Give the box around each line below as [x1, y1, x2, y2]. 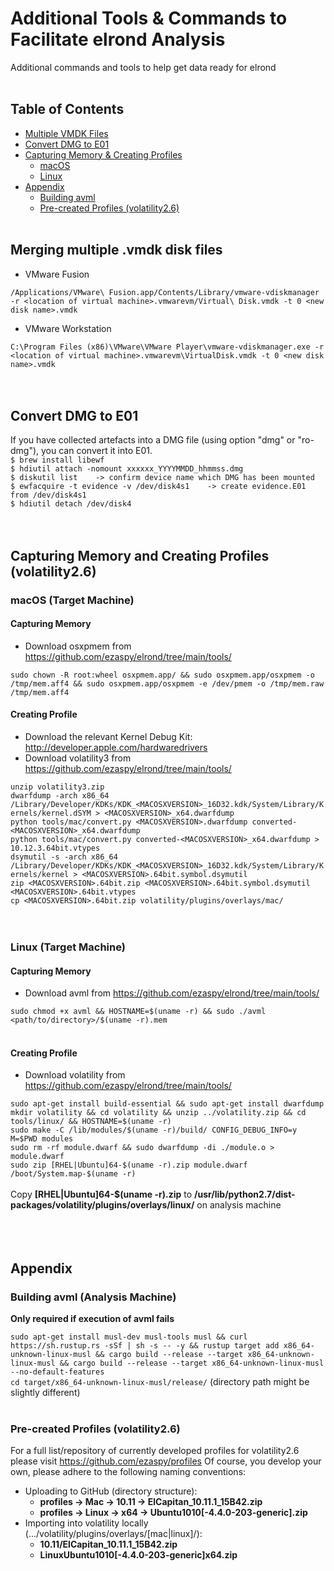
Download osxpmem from [24, 640, 132, 652]
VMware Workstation [24, 322, 112, 334]
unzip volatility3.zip [10, 782, 105, 792]
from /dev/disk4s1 [10, 490, 87, 501]
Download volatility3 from [24, 752, 132, 764]
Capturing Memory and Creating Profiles [10, 547, 270, 564]
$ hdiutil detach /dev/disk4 [10, 499, 132, 509]
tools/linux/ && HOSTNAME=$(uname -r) [10, 1117, 172, 1127]
